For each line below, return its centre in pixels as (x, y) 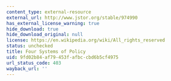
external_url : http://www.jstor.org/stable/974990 (72, 18)
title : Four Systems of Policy (46, 52)
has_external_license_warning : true (53, 23)
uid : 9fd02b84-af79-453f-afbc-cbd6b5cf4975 (63, 57)
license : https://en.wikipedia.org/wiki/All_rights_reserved (86, 40)
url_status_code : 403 (34, 63)
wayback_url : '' (27, 69)
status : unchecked (30, 46)
